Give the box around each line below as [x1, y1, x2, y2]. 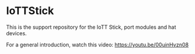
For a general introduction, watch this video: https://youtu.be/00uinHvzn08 [6, 41, 189, 48]
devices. [6, 29, 27, 36]
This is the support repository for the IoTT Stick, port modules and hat [6, 23, 176, 31]
